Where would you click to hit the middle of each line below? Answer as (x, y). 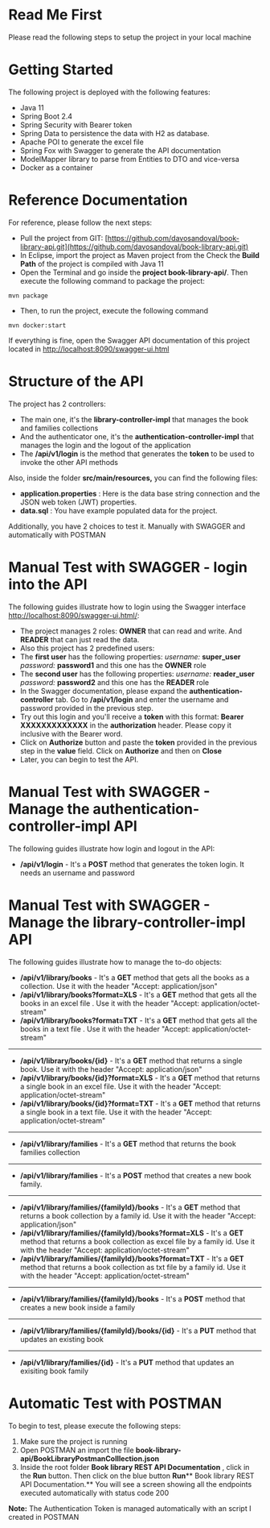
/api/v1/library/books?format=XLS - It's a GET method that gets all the (138, 994)
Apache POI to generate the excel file (82, 142)
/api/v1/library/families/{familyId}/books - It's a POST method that (133, 1298)
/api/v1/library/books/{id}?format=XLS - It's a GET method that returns (140, 1077)
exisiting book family (54, 1371)
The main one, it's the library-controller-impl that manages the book (134, 419)
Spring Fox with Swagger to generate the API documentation (120, 150)
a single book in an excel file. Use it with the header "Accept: (121, 1086)
